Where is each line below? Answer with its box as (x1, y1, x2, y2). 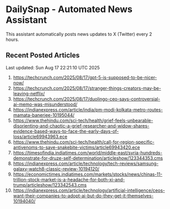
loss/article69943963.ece (13, 133, 68, 140)
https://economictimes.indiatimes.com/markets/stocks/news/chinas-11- (13, 171, 162, 177)
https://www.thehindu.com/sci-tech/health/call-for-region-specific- (13, 139, 155, 145)
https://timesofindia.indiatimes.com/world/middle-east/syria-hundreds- (13, 149, 162, 155)
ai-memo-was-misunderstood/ (13, 101, 77, 107)
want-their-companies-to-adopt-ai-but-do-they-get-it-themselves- (13, 192, 154, 198)
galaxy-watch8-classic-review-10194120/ (13, 165, 100, 172)
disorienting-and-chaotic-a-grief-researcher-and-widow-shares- (13, 122, 150, 129)
